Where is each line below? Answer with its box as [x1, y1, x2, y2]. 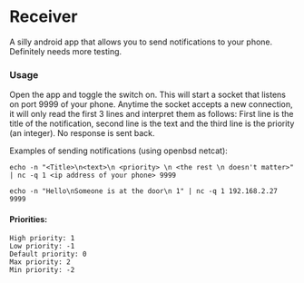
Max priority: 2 [9, 258, 71, 267]
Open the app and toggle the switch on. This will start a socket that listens [9, 89, 286, 101]
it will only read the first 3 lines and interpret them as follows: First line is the [9, 109, 294, 120]
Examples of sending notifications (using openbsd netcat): [9, 145, 229, 156]
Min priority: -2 [9, 266, 75, 275]
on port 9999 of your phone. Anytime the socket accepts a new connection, [9, 99, 293, 110]
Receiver [9, 6, 78, 27]
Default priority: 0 [9, 249, 88, 259]
